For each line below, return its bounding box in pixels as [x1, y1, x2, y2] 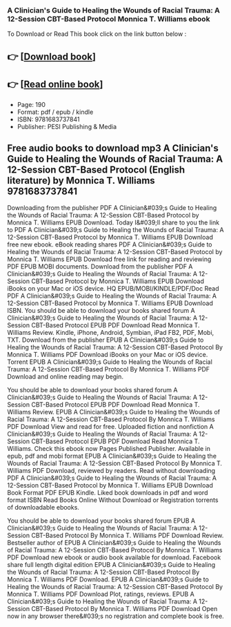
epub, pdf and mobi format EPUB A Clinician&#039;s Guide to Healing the [7, 452, 217, 461]
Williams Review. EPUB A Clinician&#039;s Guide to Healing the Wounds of [7, 408, 221, 416]
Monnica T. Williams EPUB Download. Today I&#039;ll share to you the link [7, 218, 219, 226]
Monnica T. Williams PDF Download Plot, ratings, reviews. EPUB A [7, 590, 194, 599]
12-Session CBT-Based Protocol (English [7, 164, 185, 175]
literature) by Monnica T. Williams [7, 175, 155, 186]
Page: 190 [17, 100, 46, 108]
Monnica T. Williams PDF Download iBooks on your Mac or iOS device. [7, 351, 208, 359]
